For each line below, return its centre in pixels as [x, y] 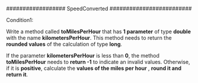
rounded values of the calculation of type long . [64, 44]
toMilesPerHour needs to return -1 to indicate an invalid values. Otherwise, [98, 62]
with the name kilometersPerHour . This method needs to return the [89, 38]
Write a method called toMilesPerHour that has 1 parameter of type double [99, 31]
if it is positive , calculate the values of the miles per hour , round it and [94, 68]
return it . [17, 74]
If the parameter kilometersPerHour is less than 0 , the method [83, 55]
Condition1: [20, 20]
